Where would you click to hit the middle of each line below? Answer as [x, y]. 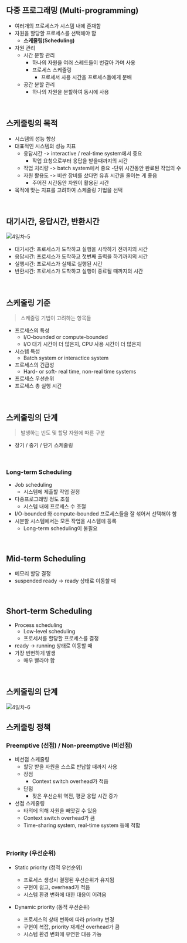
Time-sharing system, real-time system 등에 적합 [82, 825]
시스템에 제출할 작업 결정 [52, 492]
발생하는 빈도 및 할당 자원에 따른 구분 [63, 433]
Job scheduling [33, 485]
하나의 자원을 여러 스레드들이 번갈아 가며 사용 [84, 62]
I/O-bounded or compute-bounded [66, 337]
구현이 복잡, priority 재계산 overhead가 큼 [72, 927]
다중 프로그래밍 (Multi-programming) [72, 11]
